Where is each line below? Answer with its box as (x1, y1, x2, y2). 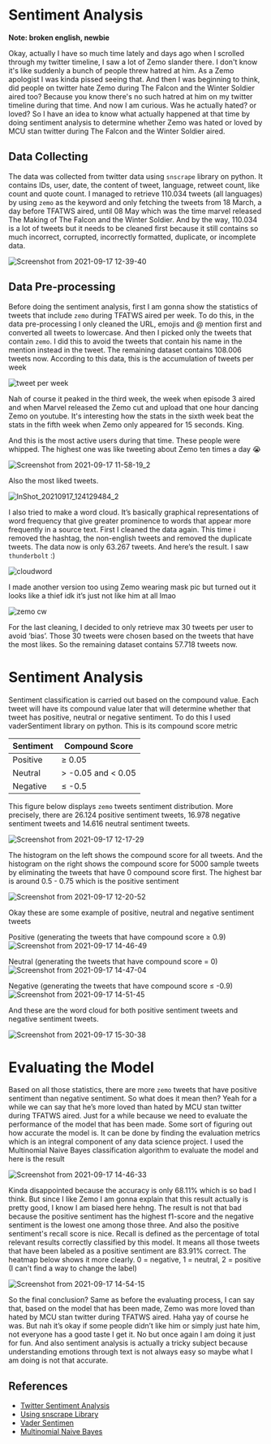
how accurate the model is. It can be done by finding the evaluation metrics (8, 1128, 261, 1138)
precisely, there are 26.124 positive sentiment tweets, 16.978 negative (8, 810, 241, 820)
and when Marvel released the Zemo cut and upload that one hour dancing (8, 402, 259, 412)
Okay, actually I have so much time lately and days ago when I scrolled (8, 48, 245, 58)
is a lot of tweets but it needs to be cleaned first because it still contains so (8, 223, 259, 233)
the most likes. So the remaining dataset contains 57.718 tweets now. (8, 639, 238, 649)
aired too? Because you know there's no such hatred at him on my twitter (8, 91, 253, 101)
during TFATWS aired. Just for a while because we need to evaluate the (8, 1111, 247, 1121)
